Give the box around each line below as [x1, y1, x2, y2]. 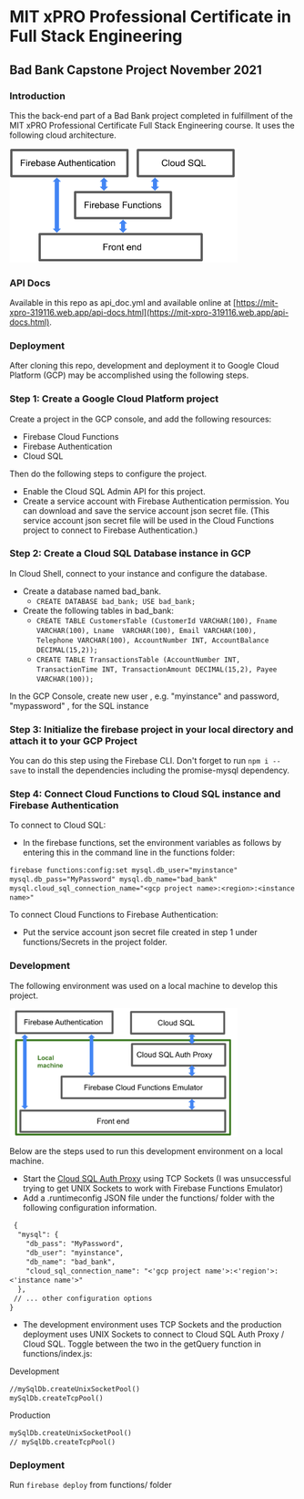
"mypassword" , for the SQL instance [9, 700, 149, 711]
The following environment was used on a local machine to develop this [9, 980, 279, 991]
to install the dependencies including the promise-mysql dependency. [27, 765, 289, 776]
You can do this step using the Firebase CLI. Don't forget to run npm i [9, 755, 269, 766]
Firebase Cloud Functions [22, 431, 119, 442]
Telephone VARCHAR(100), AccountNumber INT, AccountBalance [35, 636, 269, 645]
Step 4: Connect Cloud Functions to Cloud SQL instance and [9, 787, 281, 800]
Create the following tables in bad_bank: [22, 605, 175, 616]
